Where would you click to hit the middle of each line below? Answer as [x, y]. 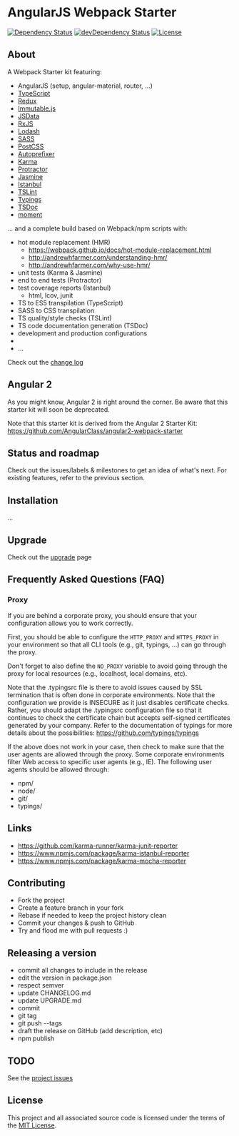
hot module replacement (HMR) [64, 242]
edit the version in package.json [65, 978]
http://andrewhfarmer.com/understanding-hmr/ [98, 257]
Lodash [29, 131]
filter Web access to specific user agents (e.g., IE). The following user [110, 761]
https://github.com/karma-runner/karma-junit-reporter [98, 846]
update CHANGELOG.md [54, 993]
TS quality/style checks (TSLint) [65, 318]
